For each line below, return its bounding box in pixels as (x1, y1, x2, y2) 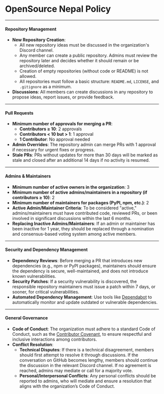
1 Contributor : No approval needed (19, 136, 90, 143)
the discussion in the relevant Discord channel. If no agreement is (19, 362, 151, 368)
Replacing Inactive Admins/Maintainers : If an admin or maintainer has (12, 221, 155, 226)
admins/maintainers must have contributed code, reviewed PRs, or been (12, 210, 158, 216)
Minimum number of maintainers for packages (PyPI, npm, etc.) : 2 (12, 199, 149, 205)
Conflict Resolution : (12, 342, 54, 347)
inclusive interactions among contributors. (12, 336, 97, 342)
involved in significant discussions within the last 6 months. (12, 215, 132, 221)
